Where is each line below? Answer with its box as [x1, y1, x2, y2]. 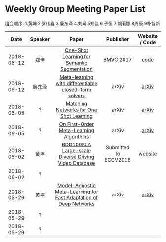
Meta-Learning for [54, 188, 99, 195]
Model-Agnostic [57, 182, 96, 189]
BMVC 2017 [103, 56, 132, 63]
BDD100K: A [61, 141, 91, 148]
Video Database [58, 159, 95, 166]
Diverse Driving [58, 153, 95, 160]
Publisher [106, 36, 129, 43]
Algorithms [64, 133, 89, 140]
